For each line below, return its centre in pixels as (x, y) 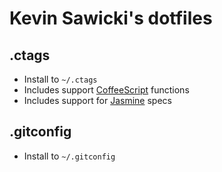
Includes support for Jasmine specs (97, 100)
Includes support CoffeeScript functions (106, 90)
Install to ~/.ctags (60, 79)
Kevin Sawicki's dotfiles (111, 18)
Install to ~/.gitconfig (69, 156)
